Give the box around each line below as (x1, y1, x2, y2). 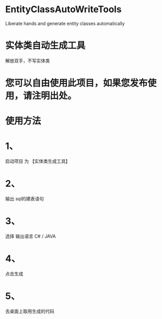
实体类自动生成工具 (5, 40, 86, 51)
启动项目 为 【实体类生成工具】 (5, 158, 70, 164)
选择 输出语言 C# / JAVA (5, 233, 56, 240)
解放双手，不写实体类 (5, 57, 50, 64)
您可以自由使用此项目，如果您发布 (5, 77, 148, 89)
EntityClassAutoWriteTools (5, 4, 122, 15)
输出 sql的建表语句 (5, 196, 44, 202)
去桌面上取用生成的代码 (5, 308, 54, 314)
